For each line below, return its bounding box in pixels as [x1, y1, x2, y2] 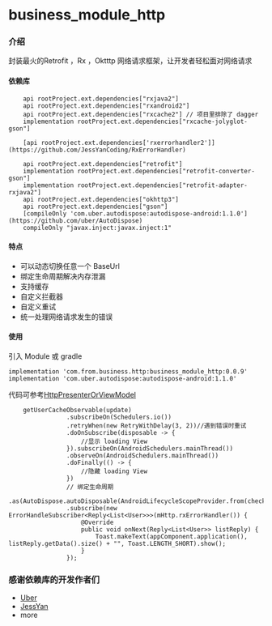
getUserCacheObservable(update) [23, 407, 132, 415]
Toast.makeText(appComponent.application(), [95, 533, 249, 541]
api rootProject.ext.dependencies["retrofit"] [23, 160, 183, 168]
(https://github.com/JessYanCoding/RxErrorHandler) [8, 146, 186, 154]
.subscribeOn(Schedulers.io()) [66, 413, 172, 422]
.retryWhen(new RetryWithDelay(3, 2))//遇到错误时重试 [66, 422, 247, 430]
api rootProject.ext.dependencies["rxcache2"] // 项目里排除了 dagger [23, 110, 259, 118]
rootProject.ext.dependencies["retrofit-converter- [77, 167, 255, 175]
